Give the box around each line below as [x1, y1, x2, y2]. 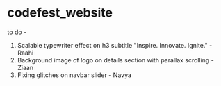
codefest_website [7, 5, 113, 21]
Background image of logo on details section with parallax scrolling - [17, 55, 214, 64]
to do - [7, 28, 27, 36]
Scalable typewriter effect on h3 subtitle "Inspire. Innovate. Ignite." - [17, 41, 213, 49]
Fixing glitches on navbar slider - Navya [17, 71, 132, 79]
